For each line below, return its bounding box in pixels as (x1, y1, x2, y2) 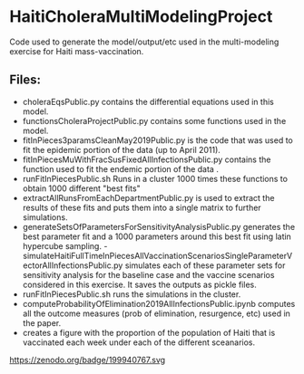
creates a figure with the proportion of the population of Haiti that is (22, 327, 276, 338)
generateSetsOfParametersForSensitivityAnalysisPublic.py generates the (22, 221, 296, 232)
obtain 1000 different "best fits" (22, 183, 141, 194)
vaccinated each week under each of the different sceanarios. (22, 337, 256, 348)
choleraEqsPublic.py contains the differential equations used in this (22, 96, 274, 107)
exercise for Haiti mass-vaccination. (9, 45, 144, 56)
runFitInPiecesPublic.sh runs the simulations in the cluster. (22, 288, 241, 300)
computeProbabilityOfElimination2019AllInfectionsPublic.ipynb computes (22, 298, 296, 309)
